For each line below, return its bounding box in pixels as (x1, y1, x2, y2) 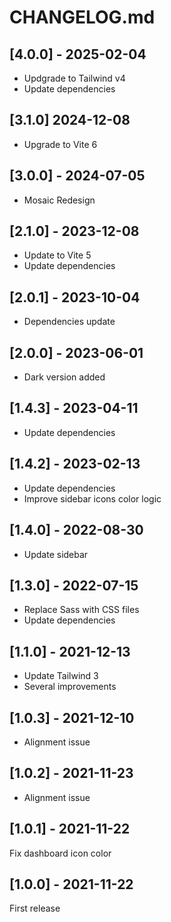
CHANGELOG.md (9, 6, 156, 29)
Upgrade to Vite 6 (23, 138, 98, 150)
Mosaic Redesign (23, 194, 96, 206)
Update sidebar (23, 548, 89, 560)
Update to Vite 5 (23, 249, 92, 261)
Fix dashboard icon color (9, 847, 112, 859)
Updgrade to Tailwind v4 (23, 72, 126, 84)
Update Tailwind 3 (23, 670, 99, 682)
